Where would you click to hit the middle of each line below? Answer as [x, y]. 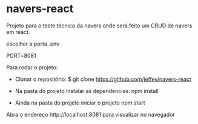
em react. [18, 32]
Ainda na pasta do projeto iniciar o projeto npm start [80, 103]
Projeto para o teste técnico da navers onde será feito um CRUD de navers [99, 26]
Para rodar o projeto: [32, 67]
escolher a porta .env [33, 44]
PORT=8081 [21, 55]
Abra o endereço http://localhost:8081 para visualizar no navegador [91, 114]
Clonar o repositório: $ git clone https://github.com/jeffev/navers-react [103, 79]
